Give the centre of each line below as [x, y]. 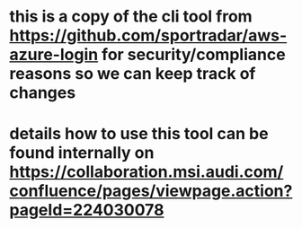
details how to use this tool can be [139, 134]
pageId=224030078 [87, 210]
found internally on [82, 153]
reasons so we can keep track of [133, 74]
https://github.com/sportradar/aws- [148, 35]
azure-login [54, 55]
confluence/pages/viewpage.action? [151, 191]
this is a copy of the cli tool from [131, 17]
